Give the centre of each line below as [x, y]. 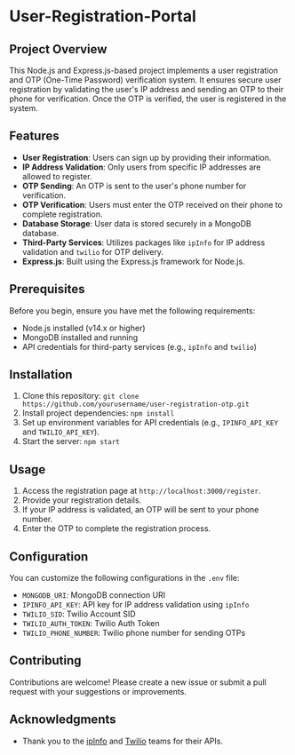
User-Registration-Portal [103, 16]
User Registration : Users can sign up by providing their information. [147, 157]
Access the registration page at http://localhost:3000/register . [141, 491]
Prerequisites [47, 289]
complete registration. [63, 214]
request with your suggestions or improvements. [98, 691]
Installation [41, 375]
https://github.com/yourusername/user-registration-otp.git [136, 405]
